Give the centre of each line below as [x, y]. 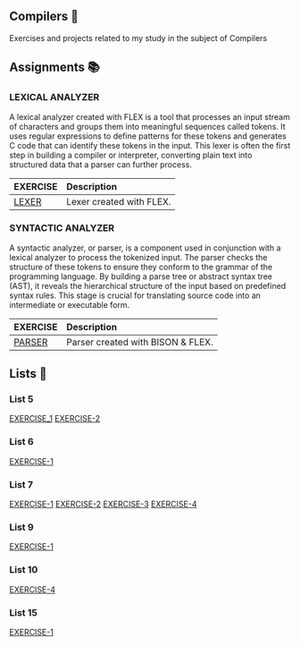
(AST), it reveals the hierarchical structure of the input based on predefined [148, 285]
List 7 [21, 484]
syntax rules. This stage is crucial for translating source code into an [135, 295]
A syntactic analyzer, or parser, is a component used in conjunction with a [145, 248]
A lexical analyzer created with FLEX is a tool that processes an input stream [150, 116]
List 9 [21, 527]
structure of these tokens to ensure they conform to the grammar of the [141, 267]
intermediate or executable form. [70, 304]
